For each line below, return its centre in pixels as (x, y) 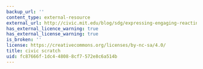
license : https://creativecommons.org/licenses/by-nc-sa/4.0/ (86, 46)
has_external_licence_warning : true (52, 28)
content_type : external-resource (48, 17)
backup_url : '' (25, 12)
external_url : (24, 23)
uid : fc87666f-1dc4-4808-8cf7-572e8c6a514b (62, 56)
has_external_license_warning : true (52, 34)
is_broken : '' (24, 40)
